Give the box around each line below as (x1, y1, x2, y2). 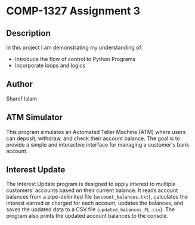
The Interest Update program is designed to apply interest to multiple (6, 181, 176, 188)
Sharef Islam (6, 95, 38, 102)
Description (6, 28, 51, 38)
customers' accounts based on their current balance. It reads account (6, 187, 178, 194)
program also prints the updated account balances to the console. (6, 212, 169, 220)
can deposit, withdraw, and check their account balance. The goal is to (6, 135, 181, 142)
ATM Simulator (6, 113, 63, 123)
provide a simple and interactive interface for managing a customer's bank (6, 141, 190, 148)
